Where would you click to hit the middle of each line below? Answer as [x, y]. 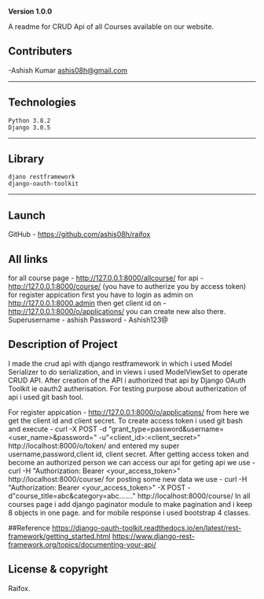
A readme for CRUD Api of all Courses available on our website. [111, 26]
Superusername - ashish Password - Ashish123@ [88, 320]
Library [26, 159]
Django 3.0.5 [29, 128]
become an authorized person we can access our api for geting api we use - [132, 462]
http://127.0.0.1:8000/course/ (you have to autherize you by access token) [127, 287]
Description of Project [63, 344]
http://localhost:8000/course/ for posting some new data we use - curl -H [128, 479]
